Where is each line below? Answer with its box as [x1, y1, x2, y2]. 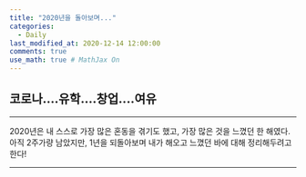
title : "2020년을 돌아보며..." [9, 13, 117, 23]
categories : [9, 22, 55, 31]
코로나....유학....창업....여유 [9, 92, 158, 107]
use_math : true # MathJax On [9, 55, 120, 64]
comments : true [9, 47, 67, 56]
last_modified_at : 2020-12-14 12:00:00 [9, 38, 161, 48]
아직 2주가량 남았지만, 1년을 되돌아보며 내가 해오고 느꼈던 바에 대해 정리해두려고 [9, 137, 292, 148]
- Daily [17, 30, 47, 39]
